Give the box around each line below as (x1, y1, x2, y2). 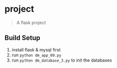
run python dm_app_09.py (11, 52, 61, 58)
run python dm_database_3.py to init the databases (11, 57, 112, 63)
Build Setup (4, 34, 40, 42)
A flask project (16, 20, 46, 25)
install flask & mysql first (11, 46, 61, 52)
